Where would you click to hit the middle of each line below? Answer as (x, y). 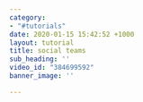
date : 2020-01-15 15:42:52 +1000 (72, 34)
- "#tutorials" (38, 26)
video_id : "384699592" (52, 68)
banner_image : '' (42, 76)
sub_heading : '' (40, 59)
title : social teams (48, 51)
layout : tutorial (42, 42)
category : (28, 17)
